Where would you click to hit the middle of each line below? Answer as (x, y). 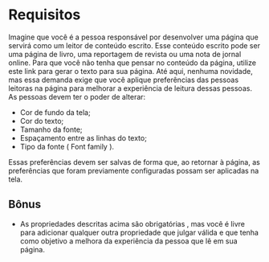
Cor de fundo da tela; (55, 112)
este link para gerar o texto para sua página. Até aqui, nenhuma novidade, (130, 71)
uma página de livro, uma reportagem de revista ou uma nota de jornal (125, 54)
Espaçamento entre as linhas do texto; (83, 137)
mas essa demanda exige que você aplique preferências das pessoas (124, 80)
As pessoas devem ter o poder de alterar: (77, 96)
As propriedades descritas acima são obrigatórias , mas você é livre (132, 223)
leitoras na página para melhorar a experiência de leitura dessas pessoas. (130, 88)
